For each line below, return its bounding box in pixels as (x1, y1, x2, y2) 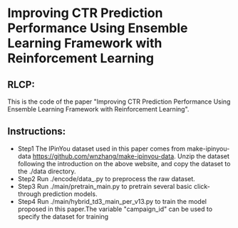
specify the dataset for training (17, 212, 109, 221)
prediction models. (42, 190, 98, 198)
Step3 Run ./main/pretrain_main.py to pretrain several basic (17, 182, 192, 190)
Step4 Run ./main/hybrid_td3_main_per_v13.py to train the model (17, 197, 207, 205)
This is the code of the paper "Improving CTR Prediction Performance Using (7, 97, 231, 106)
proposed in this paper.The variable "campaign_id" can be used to (17, 205, 212, 213)
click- (193, 182, 210, 190)
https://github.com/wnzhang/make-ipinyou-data (32, 151, 175, 161)
